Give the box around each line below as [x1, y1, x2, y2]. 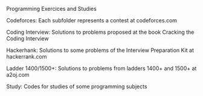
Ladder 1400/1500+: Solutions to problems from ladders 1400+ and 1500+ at [6, 65, 197, 72]
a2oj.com [6, 71, 30, 78]
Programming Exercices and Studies [6, 5, 97, 12]
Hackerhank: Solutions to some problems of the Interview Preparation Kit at [6, 46, 195, 54]
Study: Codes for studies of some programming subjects [6, 83, 147, 90]
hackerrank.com [6, 53, 47, 60]
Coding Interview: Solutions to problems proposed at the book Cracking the [6, 28, 195, 36]
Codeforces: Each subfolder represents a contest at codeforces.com [6, 17, 177, 24]
